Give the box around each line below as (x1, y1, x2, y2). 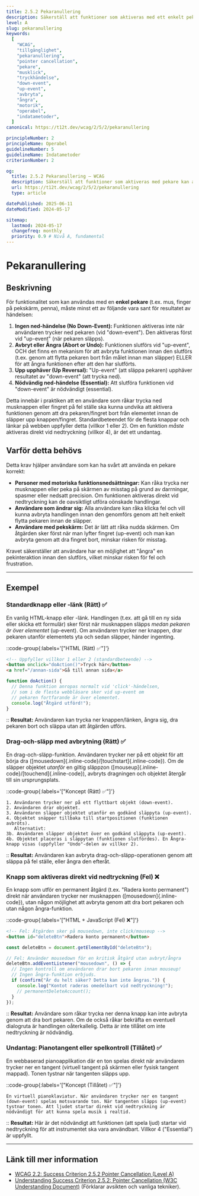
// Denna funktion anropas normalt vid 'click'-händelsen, (11, 683, 161, 689)
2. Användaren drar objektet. (6, 804, 81, 810)
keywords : (6, 31, 31, 37)
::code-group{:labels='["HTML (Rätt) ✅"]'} (6, 644, 110, 651)
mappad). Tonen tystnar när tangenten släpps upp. (6, 1070, 130, 1077)
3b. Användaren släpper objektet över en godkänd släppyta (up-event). (6, 831, 187, 836)
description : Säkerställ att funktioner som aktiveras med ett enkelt (6, 14, 184, 20)
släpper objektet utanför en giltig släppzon (6, 764, 110, 771)
